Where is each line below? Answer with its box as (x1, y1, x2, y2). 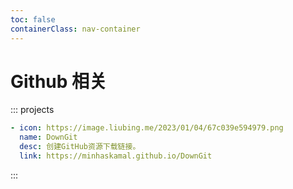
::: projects (10, 104, 55, 116)
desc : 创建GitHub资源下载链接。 (19, 142, 141, 152)
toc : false (10, 14, 56, 25)
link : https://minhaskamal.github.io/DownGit (19, 151, 213, 161)
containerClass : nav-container (10, 24, 141, 34)
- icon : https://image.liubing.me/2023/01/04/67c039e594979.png (10, 123, 284, 133)
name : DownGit (19, 132, 78, 143)
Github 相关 (10, 70, 108, 93)
